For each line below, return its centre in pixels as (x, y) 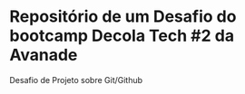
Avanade (44, 55)
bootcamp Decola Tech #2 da (122, 36)
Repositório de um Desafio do (123, 17)
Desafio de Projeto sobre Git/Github (76, 80)
